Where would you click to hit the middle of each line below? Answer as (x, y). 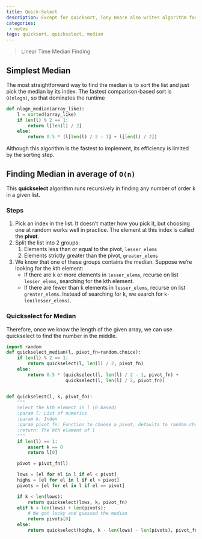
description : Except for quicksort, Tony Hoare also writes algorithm (96, 18)
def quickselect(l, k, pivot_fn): (50, 397)
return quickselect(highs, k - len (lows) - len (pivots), (100, 531)
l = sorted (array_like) (47, 114)
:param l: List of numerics (52, 413)
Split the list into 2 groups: (47, 243)
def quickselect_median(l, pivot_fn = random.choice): (74, 352)
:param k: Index (38, 419)
